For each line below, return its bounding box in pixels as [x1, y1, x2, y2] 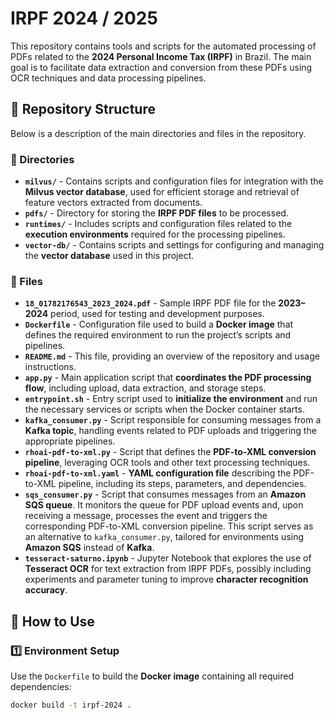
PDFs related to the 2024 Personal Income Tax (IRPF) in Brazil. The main [10, 50, 312, 62]
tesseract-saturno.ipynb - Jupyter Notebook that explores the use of [24, 552, 312, 564]
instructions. [24, 361, 77, 373]
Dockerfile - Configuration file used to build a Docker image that [24, 318, 294, 331]
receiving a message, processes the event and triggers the [24, 510, 268, 522]
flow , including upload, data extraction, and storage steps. [24, 382, 267, 394]
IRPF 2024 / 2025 [10, 7, 158, 30]
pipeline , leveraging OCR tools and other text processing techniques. [24, 457, 311, 469]
